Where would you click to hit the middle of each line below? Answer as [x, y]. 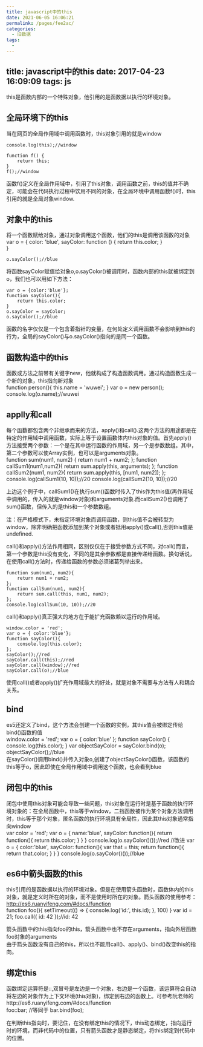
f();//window [23, 171]
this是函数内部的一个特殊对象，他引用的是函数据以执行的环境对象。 [90, 97]
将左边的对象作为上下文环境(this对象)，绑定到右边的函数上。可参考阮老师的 [100, 996]
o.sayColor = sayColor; [36, 312]
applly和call [29, 414]
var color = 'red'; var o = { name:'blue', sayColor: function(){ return [89, 833]
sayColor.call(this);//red [40, 660]
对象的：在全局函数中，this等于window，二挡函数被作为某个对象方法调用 [102, 811]
